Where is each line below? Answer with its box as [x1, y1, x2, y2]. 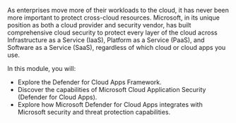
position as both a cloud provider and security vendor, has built [7, 21, 191, 29]
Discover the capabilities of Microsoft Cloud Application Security [17, 86, 206, 93]
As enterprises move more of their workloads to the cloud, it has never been [7, 6, 230, 14]
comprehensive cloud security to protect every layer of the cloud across [7, 28, 218, 37]
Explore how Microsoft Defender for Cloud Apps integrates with [17, 101, 203, 108]
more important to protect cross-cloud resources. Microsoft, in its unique [7, 13, 220, 22]
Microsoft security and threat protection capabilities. [17, 108, 171, 116]
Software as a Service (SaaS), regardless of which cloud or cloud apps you [7, 44, 226, 51]
